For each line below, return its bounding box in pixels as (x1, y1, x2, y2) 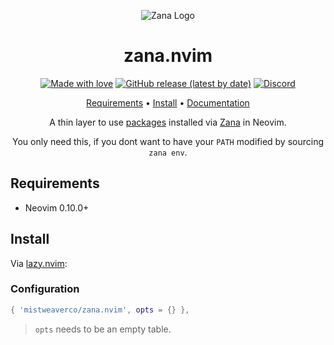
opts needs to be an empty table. (34, 323, 172, 335)
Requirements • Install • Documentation (86, 96, 250, 109)
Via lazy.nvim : (10, 257, 68, 269)
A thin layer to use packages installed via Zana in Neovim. (49, 116, 287, 128)
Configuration (10, 282, 80, 296)
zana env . (148, 146, 188, 158)
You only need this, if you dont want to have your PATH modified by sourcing (11, 135, 325, 147)
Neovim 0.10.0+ (24, 201, 90, 214)
